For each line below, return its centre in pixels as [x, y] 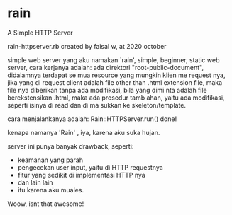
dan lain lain [35, 182]
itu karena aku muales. [50, 190]
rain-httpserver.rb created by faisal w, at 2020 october [87, 46]
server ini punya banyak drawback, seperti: [71, 146]
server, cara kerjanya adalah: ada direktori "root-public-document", [106, 67]
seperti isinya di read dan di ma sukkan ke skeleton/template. [97, 105]
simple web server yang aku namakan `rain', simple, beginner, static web [114, 60]
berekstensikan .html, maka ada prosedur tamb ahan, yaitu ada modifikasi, [116, 98]
